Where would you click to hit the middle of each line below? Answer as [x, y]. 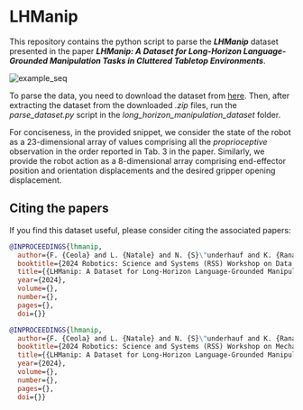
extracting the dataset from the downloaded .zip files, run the [123, 105]
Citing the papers [59, 209]
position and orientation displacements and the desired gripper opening [142, 170]
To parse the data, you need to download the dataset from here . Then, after [150, 96]
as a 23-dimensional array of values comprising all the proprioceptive [138, 141]
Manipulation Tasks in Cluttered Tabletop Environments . [157, 60]
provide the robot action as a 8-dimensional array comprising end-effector [148, 160]
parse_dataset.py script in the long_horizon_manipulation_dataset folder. [145, 114]
